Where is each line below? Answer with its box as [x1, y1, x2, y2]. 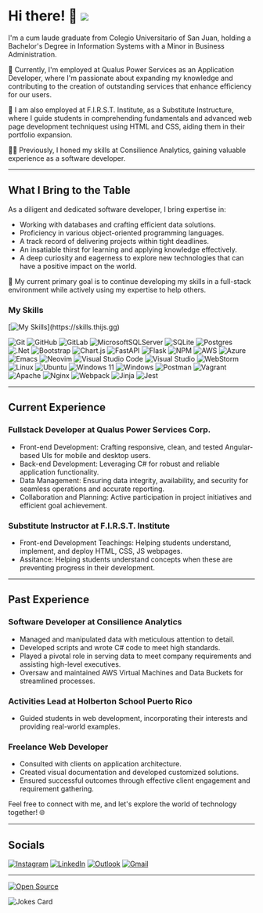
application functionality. [19, 467, 99, 477]
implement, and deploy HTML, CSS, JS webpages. [19, 547, 182, 556]
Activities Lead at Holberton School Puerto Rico [8, 696, 193, 707]
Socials [8, 838, 45, 852]
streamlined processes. [19, 676, 95, 686]
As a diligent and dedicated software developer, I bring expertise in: [8, 204, 227, 214]
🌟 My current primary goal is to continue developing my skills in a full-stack [8, 276, 252, 286]
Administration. [8, 49, 57, 59]
